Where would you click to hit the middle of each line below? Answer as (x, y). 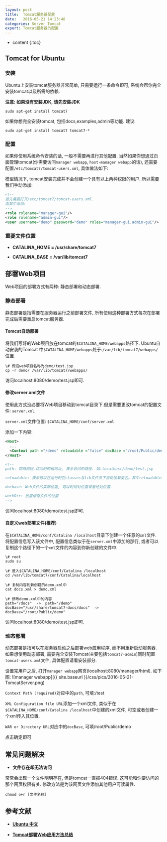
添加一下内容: (19, 432)
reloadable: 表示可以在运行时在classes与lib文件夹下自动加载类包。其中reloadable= (84, 478)
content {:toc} (27, 42)
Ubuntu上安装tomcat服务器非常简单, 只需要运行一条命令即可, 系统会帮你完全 (83, 85)
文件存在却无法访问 (32, 767)
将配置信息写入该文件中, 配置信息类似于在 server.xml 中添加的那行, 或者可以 (82, 541)
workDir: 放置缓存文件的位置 (32, 496)
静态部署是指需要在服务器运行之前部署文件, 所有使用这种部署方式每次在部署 (83, 312)
